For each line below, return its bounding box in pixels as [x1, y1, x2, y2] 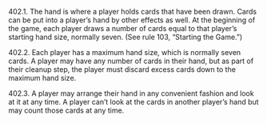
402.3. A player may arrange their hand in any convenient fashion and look [8, 89, 254, 98]
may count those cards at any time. [8, 105, 125, 115]
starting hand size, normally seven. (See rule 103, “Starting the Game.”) [8, 32, 243, 42]
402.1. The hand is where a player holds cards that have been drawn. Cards [8, 7, 257, 16]
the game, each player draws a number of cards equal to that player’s [8, 24, 237, 33]
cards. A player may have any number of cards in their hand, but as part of [8, 56, 254, 65]
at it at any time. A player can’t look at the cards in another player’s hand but [8, 97, 259, 106]
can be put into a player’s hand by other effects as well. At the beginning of [8, 15, 256, 25]
